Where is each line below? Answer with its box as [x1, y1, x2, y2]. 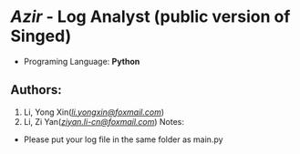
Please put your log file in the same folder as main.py [23, 134, 223, 145]
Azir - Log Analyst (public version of [10, 6, 291, 27]
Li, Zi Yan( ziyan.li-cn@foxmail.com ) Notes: [23, 116, 185, 127]
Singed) [10, 26, 72, 46]
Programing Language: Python [23, 56, 140, 67]
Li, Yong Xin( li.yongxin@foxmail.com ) [23, 107, 165, 118]
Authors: [10, 82, 62, 98]
